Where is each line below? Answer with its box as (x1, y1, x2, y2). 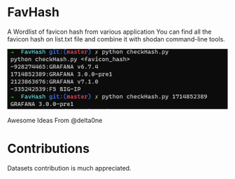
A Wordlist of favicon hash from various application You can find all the (7, 27, 212, 36)
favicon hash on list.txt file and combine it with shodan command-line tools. (7, 34, 225, 43)
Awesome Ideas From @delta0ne (7, 116, 103, 124)
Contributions (7, 140, 90, 157)
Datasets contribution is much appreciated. (7, 164, 131, 172)
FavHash (7, 4, 59, 20)
